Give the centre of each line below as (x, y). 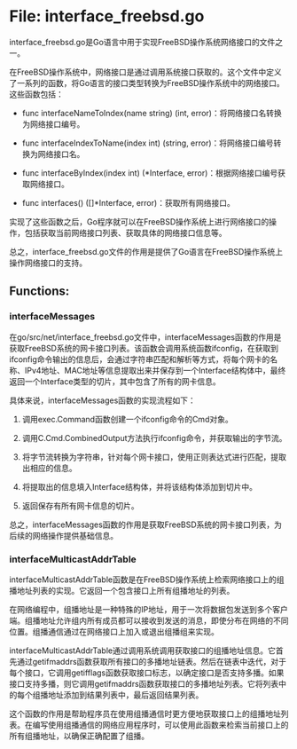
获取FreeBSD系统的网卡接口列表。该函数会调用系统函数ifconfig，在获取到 (144, 348)
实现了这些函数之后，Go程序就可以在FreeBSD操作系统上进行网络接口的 (139, 221)
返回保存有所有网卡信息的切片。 (80, 505)
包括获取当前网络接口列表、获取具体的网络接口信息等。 (125, 233)
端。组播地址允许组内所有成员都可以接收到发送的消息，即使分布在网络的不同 (149, 620)
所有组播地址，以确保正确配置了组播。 (79, 736)
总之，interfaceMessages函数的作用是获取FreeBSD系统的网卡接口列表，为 (145, 524)
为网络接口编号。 (53, 124)
